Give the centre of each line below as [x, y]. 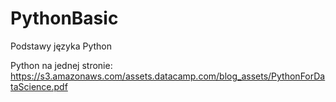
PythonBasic [64, 18]
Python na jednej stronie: [61, 65]
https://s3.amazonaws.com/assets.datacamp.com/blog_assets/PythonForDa [168, 76]
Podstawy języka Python [61, 46]
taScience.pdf [39, 86]
